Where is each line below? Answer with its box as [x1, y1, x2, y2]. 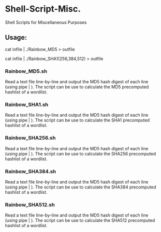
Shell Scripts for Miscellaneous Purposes [5, 19, 87, 25]
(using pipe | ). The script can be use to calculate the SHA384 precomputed [5, 184, 156, 190]
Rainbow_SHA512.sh [5, 201, 55, 208]
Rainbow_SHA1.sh [5, 101, 48, 108]
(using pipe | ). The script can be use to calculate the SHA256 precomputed [5, 151, 156, 156]
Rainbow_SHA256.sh [5, 135, 56, 141]
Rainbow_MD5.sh [5, 68, 47, 75]
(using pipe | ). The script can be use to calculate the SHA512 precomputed [5, 217, 155, 223]
